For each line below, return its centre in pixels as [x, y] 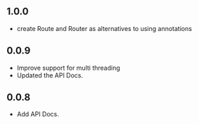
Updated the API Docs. [50, 75]
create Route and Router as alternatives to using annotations [104, 28]
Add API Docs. [38, 114]
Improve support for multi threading [68, 68]
